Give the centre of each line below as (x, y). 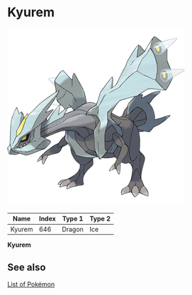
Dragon (73, 229)
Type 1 (73, 219)
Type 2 (100, 219)
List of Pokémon (31, 284)
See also (27, 267)
